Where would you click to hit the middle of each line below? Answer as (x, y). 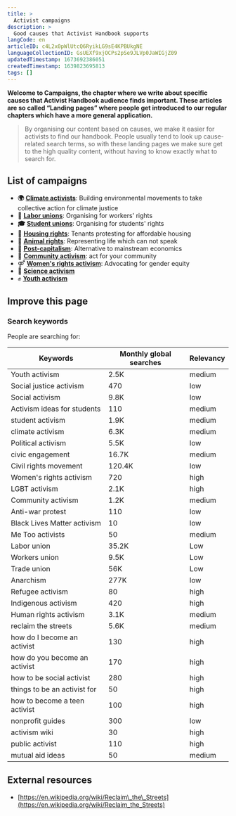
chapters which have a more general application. (80, 115)
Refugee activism (40, 592)
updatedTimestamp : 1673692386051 (56, 60)
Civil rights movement (47, 466)
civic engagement (40, 454)
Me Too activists (38, 534)
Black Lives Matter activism (56, 523)
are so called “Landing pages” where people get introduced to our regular (117, 108)
